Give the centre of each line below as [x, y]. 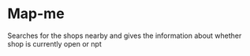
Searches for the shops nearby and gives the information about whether [125, 35]
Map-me [36, 14]
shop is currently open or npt [54, 43]
